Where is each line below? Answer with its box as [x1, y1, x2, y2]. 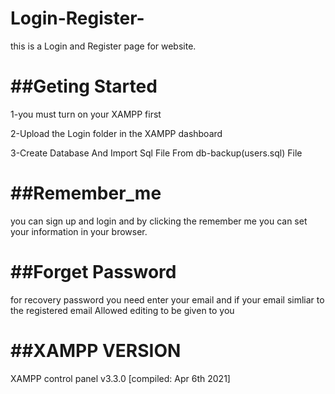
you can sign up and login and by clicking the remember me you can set [10, 215, 308, 227]
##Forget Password [10, 261, 177, 283]
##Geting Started [10, 75, 158, 98]
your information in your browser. [10, 225, 148, 237]
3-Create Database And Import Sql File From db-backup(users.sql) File [10, 147, 303, 159]
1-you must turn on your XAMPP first [10, 108, 162, 120]
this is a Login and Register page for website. [10, 40, 197, 52]
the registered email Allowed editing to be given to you [10, 304, 235, 316]
